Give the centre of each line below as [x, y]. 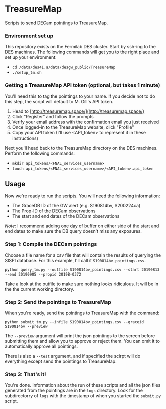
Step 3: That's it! [26, 374]
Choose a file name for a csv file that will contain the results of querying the [83, 255]
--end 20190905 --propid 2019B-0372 [43, 274]
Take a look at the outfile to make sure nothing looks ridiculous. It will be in [82, 284]
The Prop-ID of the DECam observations [54, 211]
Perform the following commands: [40, 153]
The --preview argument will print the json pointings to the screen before [80, 335]
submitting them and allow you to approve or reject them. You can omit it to [82, 341]
